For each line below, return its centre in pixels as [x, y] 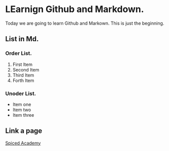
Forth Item [23, 80]
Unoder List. [21, 93]
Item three [23, 115]
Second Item [26, 69]
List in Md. [22, 39]
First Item [23, 64]
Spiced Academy [23, 143]
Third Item [23, 75]
